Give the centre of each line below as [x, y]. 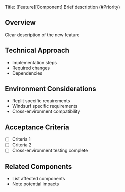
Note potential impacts [36, 184]
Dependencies [27, 73]
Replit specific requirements [41, 101]
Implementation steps [35, 62]
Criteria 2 [22, 145]
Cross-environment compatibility [46, 111]
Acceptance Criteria [37, 127]
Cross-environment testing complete [50, 151]
